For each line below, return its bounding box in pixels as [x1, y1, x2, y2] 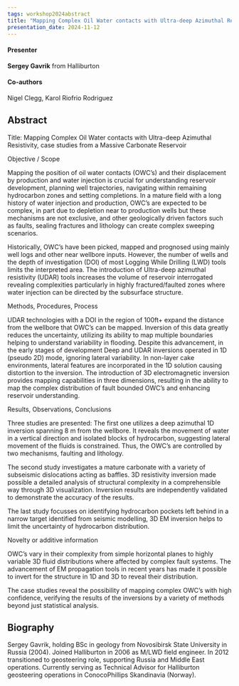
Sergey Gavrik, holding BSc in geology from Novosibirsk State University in [7, 640, 228, 649]
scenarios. [7, 228, 38, 237]
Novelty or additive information [7, 535, 98, 544]
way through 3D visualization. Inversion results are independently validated [7, 485, 228, 494]
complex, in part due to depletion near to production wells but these [7, 206, 206, 214]
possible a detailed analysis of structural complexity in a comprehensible [7, 477, 221, 486]
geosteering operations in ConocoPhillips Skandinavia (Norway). [7, 670, 197, 680]
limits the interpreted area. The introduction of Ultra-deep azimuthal [7, 265, 206, 274]
